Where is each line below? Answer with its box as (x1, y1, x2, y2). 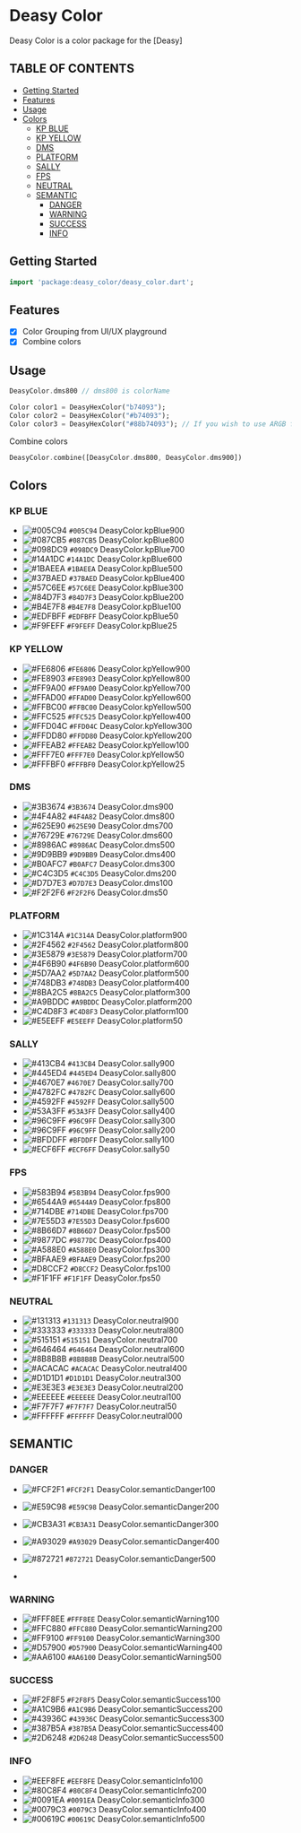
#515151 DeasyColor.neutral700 (62, 1334, 178, 1345)
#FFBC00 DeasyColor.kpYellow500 (68, 701, 192, 712)
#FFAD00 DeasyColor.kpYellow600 (68, 691, 192, 702)
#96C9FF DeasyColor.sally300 (68, 1116, 176, 1126)
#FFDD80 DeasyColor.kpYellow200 (68, 730, 193, 741)
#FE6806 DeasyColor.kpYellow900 (67, 663, 191, 673)
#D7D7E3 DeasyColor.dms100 (68, 877, 173, 888)
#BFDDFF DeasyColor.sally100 (68, 1134, 175, 1145)
